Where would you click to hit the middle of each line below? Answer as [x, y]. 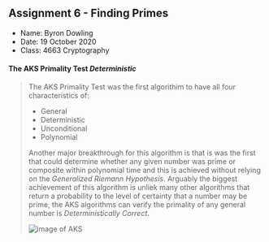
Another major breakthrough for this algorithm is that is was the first [142, 153]
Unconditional [64, 128]
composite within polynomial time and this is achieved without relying [145, 171]
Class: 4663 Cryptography [65, 50]
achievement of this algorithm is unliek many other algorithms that [139, 188]
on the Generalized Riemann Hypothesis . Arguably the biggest [133, 179]
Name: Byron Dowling [56, 32]
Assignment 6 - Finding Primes [89, 13]
